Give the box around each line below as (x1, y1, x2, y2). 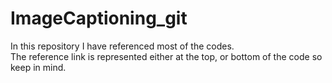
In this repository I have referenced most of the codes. (10, 40, 235, 52)
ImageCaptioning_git (10, 7, 188, 30)
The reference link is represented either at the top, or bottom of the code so (10, 50, 323, 62)
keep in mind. (10, 61, 67, 73)
